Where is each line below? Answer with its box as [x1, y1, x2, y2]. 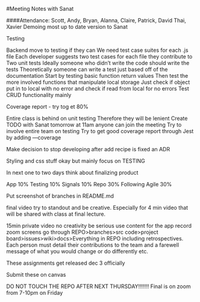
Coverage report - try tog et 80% [6, 103, 89, 110]
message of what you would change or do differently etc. [6, 248, 149, 255]
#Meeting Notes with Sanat [6, 5, 74, 12]
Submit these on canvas [6, 271, 66, 278]
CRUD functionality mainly [6, 92, 72, 98]
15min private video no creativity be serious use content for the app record [6, 222, 192, 229]
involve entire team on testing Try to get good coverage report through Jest [6, 128, 194, 134]
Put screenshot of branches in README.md [6, 192, 114, 200]
